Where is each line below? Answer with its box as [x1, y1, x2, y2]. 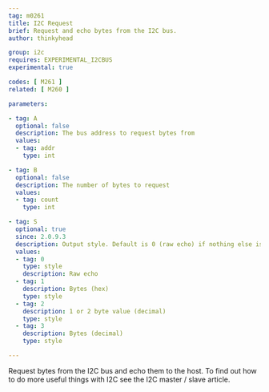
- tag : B [8, 166, 38, 174]
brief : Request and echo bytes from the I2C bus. [8, 26, 178, 34]
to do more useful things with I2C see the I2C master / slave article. [8, 374, 231, 384]
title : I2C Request [8, 19, 74, 27]
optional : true [15, 225, 66, 233]
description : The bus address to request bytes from [15, 129, 195, 137]
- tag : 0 [15, 255, 45, 263]
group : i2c [8, 49, 45, 57]
